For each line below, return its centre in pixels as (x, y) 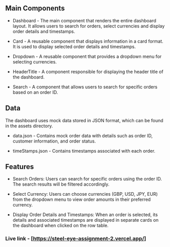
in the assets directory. (29, 126)
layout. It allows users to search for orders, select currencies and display (89, 26)
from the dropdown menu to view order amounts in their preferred (82, 199)
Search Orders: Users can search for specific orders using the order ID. (87, 179)
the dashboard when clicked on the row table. (61, 226)
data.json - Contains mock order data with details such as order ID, (83, 135)
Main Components (35, 8)
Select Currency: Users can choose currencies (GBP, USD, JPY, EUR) (85, 194)
